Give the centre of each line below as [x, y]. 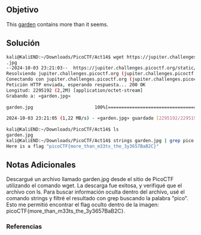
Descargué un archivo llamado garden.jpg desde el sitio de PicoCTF [90, 179]
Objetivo [22, 10]
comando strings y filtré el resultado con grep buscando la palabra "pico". [97, 198]
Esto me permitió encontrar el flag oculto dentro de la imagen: [83, 205]
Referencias [24, 227]
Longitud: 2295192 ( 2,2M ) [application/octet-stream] [75, 90]
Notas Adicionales [41, 165]
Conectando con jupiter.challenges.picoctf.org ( [69, 79]
